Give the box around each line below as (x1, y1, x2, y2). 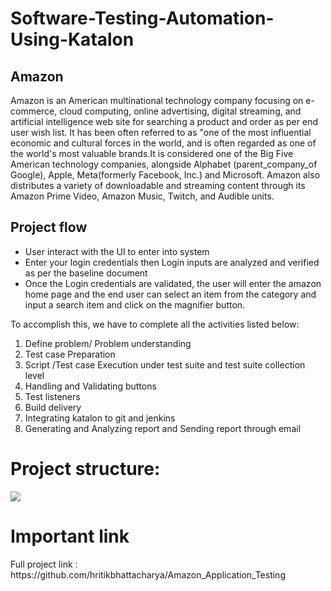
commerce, (10, 105, 58, 117)
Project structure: (10, 458, 161, 480)
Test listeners (24, 390, 81, 402)
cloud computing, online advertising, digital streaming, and (59, 105, 302, 117)
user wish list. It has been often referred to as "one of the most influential (10, 127, 312, 138)
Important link (10, 525, 130, 547)
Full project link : (10, 558, 78, 570)
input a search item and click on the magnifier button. (24, 298, 246, 311)
